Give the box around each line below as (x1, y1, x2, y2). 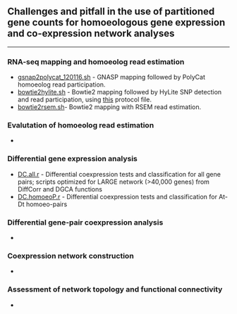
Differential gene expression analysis (7, 154, 138, 164)
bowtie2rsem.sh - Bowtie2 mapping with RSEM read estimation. (17, 103, 202, 111)
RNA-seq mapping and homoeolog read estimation (7, 56, 185, 66)
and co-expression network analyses (7, 27, 175, 39)
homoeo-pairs (25, 200, 68, 208)
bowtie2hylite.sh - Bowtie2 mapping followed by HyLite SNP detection (17, 88, 222, 96)
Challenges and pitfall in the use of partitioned (7, 6, 215, 18)
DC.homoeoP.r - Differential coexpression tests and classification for (17, 192, 217, 201)
